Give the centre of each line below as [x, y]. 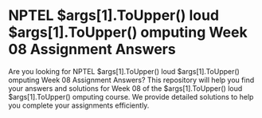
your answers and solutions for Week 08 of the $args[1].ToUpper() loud [125, 88]
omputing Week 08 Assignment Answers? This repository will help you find [131, 80]
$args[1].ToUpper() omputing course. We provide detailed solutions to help [131, 96]
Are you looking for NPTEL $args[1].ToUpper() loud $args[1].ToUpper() [124, 71]
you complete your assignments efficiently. [79, 105]
